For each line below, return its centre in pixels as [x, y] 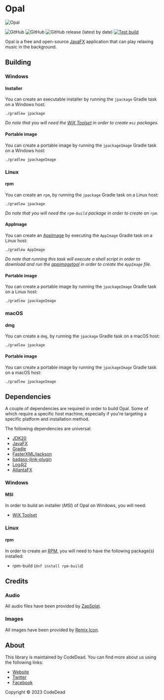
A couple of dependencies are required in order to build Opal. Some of [77, 409]
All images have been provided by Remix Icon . [52, 630]
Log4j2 [20, 465]
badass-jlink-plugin [32, 459]
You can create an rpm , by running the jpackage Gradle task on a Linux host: [82, 195]
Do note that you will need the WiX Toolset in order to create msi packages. [82, 123]
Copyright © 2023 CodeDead [35, 692]
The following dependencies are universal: [48, 429]
